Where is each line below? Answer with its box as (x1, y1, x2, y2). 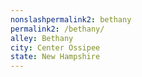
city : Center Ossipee (10, 42, 101, 53)
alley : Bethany (10, 33, 74, 43)
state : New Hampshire (10, 52, 101, 62)
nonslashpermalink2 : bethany (10, 14, 132, 25)
